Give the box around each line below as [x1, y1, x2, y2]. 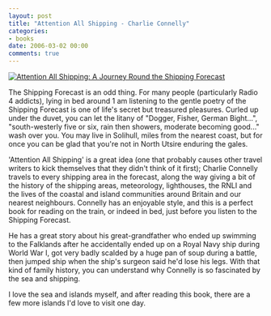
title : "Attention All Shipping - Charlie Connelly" [8, 19, 190, 28]
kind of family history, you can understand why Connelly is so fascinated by [8, 265, 261, 275]
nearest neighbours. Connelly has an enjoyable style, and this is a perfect [8, 198, 253, 207]
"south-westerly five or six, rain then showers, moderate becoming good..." [8, 122, 260, 131]
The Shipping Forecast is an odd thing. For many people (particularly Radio [8, 88, 259, 97]
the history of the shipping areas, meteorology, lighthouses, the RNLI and [8, 181, 252, 190]
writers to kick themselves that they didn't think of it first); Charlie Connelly [8, 164, 259, 173]
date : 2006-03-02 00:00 [8, 42, 89, 50]
